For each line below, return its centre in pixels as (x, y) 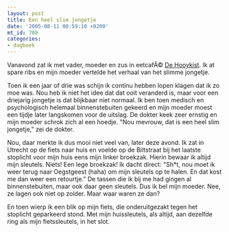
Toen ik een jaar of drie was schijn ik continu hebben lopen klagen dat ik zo (113, 85)
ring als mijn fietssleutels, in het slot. (58, 221)
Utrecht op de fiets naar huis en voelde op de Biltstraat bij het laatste (104, 150)
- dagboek (21, 45)
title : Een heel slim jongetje (52, 20)
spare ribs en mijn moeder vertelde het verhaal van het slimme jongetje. (109, 72)
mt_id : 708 (23, 33)
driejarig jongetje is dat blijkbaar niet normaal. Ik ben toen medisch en (106, 100)
